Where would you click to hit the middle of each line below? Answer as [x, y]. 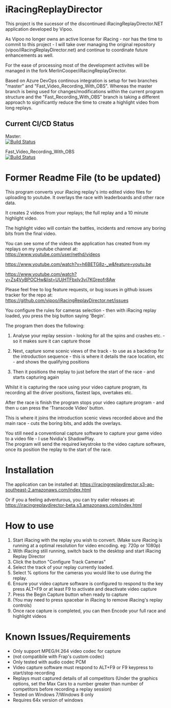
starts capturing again [36, 377]
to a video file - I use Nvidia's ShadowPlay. [50, 438]
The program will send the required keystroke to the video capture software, [86, 444]
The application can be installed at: [42, 484]
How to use [30, 525]
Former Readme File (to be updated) [83, 177]
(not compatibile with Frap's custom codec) [58, 656]
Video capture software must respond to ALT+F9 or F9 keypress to [83, 667]
